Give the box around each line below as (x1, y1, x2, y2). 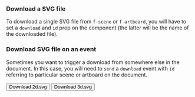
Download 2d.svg (9, 83, 47, 90)
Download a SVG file (6, 5, 66, 13)
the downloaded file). (6, 31, 58, 38)
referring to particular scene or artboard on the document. (6, 71, 147, 78)
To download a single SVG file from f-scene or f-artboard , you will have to (6, 18, 187, 25)
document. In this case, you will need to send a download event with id (6, 65, 175, 72)
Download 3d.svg (54, 83, 92, 90)
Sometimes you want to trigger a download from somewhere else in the (6, 58, 180, 66)
